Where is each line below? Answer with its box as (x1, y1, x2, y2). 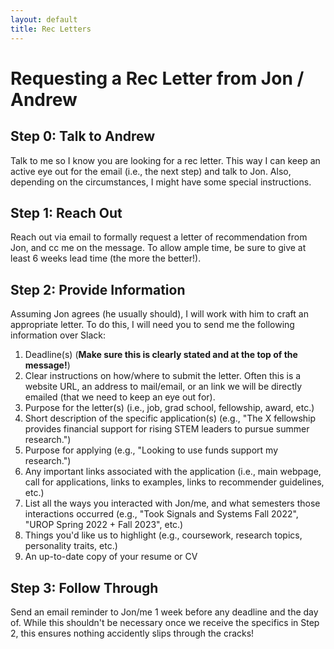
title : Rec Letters (10, 24, 92, 34)
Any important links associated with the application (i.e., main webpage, (24, 466, 322, 478)
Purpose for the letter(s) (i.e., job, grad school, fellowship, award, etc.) (24, 402, 315, 414)
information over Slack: (10, 329, 107, 341)
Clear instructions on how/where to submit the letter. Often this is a (24, 370, 302, 382)
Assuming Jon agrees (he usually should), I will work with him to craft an (10, 308, 309, 320)
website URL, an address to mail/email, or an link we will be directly (24, 381, 303, 393)
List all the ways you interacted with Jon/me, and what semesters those (24, 497, 321, 510)
